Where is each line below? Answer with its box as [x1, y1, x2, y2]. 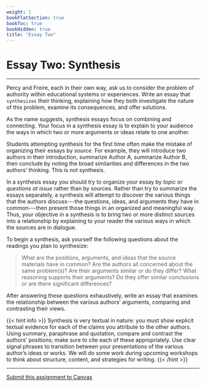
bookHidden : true [6, 26, 51, 32]
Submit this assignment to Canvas [6, 374, 93, 381]
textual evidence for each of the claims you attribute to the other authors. [6, 323, 191, 331]
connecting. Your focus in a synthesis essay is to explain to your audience [6, 122, 193, 129]
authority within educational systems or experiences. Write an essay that [6, 91, 190, 98]
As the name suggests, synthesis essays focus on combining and [6, 116, 172, 123]
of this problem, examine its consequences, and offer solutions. [6, 103, 167, 111]
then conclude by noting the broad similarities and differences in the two [6, 160, 190, 167]
